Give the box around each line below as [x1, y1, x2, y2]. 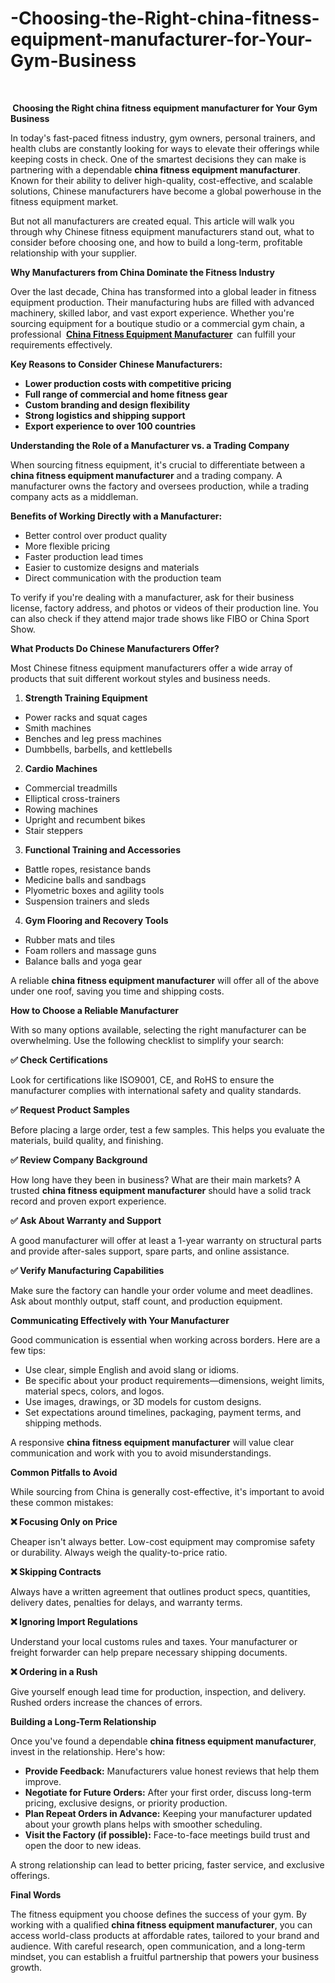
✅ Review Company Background [10, 1153, 148, 1166]
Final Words [10, 1888, 62, 1901]
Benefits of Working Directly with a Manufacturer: [10, 510, 223, 522]
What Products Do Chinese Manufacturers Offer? [10, 642, 220, 654]
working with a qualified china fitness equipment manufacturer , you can [10, 1918, 313, 1931]
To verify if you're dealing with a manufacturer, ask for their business [10, 591, 295, 603]
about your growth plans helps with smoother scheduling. [24, 1818, 263, 1830]
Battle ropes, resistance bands [24, 863, 152, 875]
